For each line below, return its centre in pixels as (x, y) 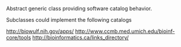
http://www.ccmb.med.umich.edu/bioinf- (125, 31)
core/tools (19, 37)
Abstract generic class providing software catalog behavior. (79, 9)
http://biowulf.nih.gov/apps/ (40, 31)
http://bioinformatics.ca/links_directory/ (81, 37)
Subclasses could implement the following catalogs (69, 20)
